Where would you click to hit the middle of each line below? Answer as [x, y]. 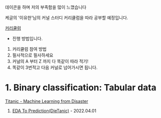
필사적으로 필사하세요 [33, 55]
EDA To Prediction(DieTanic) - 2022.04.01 [54, 111]
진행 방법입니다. [27, 39]
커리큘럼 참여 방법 [29, 49]
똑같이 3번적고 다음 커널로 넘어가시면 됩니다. [55, 67]
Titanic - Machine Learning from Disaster [47, 101]
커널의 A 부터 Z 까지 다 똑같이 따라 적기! [50, 61]
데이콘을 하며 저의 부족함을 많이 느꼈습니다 [46, 7]
